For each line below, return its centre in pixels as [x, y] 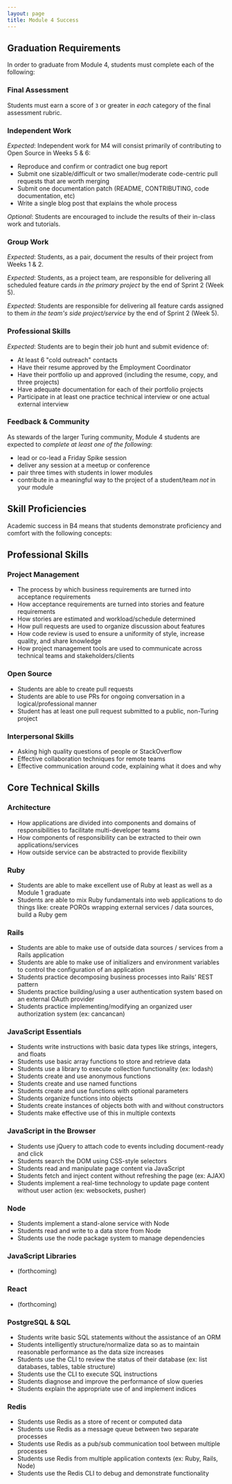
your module [35, 487]
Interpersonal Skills [41, 736]
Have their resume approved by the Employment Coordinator [104, 367]
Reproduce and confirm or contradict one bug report [92, 166]
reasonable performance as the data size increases [90, 1352]
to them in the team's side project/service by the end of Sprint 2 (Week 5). [113, 313]
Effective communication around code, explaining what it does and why [119, 766]
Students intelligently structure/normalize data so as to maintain [108, 1344]
